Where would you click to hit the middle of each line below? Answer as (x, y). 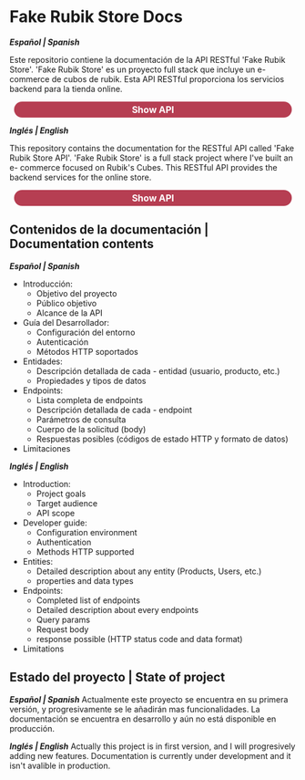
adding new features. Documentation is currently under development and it (150, 755)
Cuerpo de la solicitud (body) (91, 429)
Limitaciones (46, 448)
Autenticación (62, 342)
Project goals (61, 494)
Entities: (38, 561)
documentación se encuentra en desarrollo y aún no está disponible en (143, 719)
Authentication (64, 542)
